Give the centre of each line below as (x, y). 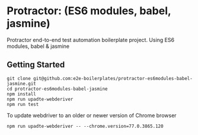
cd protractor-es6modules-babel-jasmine (58, 89)
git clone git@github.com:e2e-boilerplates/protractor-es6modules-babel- (100, 78)
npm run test (23, 104)
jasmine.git (21, 83)
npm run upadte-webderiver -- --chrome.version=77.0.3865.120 (85, 126)
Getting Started (36, 65)
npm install (21, 94)
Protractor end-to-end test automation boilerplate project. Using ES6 (90, 40)
